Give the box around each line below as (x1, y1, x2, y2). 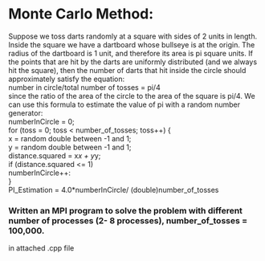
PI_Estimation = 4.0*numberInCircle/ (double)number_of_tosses (8, 185, 219, 194)
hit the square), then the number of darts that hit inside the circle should (8, 65, 247, 75)
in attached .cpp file (8, 243, 75, 253)
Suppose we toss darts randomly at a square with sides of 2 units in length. (8, 31, 258, 41)
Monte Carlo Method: (8, 5, 154, 23)
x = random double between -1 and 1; (8, 133, 132, 143)
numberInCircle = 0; (8, 116, 75, 126)
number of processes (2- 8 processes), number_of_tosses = (8, 214, 248, 226)
